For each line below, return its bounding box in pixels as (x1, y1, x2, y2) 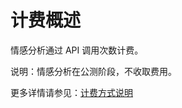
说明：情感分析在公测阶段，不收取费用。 (10, 65, 177, 77)
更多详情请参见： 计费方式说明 (10, 86, 133, 98)
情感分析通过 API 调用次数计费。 (10, 44, 144, 56)
